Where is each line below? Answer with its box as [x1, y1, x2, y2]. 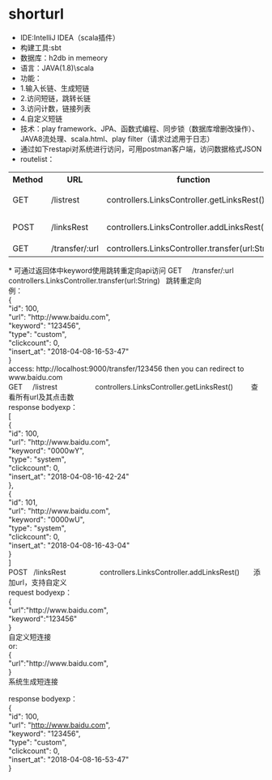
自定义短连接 [8, 632, 51, 641]
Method [12, 173, 44, 185]
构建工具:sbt [19, 42, 62, 53]
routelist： [19, 154, 55, 164]
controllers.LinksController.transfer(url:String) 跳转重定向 [8, 275, 202, 285]
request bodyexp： [8, 587, 73, 597]
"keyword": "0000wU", [8, 514, 85, 524]
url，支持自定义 [15, 577, 67, 587]
